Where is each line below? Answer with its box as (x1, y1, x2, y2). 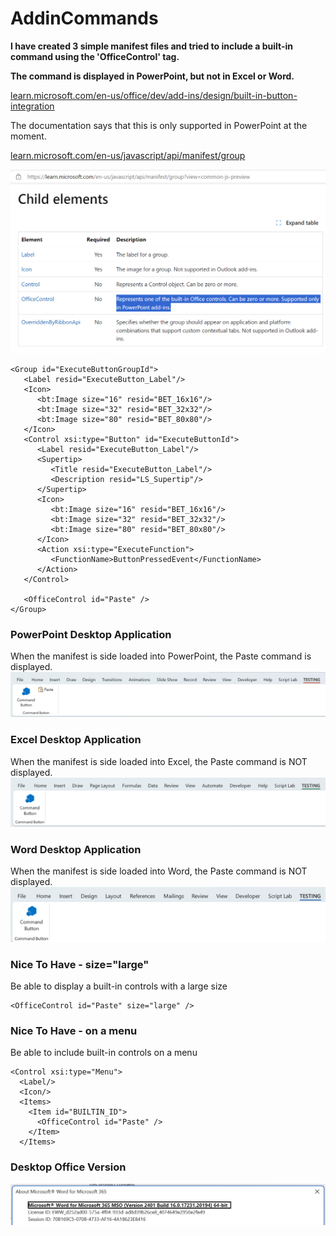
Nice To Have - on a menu (10, 1024, 138, 1038)
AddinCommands (10, 7, 159, 30)
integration (10, 100, 55, 112)
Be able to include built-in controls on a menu (10, 1047, 198, 1059)
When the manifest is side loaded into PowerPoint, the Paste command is (10, 650, 312, 662)
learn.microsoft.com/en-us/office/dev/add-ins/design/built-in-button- (10, 89, 298, 101)
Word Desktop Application (10, 842, 142, 856)
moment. (10, 130, 47, 142)
